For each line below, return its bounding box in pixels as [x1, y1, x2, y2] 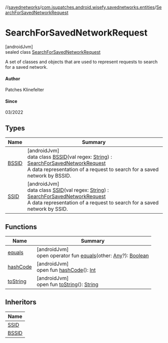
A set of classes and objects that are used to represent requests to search [5, 59, 158, 65]
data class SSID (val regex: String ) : [27, 187, 109, 194]
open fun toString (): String [36, 281, 98, 288]
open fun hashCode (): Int [36, 266, 96, 273]
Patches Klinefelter [5, 87, 44, 93]
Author [5, 75, 20, 82]
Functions [5, 223, 37, 231]
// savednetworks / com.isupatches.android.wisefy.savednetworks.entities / [5, 5, 156, 10]
